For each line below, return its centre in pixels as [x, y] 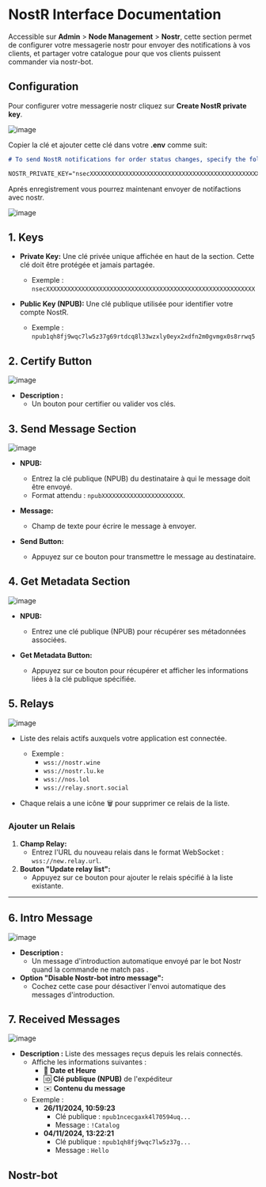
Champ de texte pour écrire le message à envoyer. [114, 526]
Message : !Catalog [87, 1125]
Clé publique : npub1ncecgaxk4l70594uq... [123, 1117]
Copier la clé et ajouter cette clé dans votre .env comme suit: [108, 145]
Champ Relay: [43, 843]
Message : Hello [82, 1151]
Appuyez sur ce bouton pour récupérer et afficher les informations [140, 670]
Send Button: [42, 541]
